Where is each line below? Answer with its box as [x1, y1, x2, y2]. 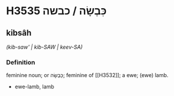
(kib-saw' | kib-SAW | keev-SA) [6, 43, 83, 50]
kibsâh [6, 28, 32, 38]
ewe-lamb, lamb [14, 83, 54, 90]
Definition [6, 58, 36, 66]
